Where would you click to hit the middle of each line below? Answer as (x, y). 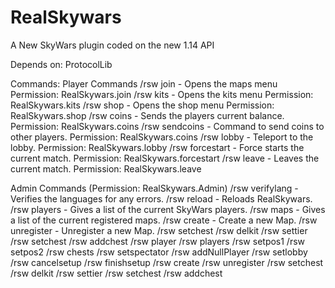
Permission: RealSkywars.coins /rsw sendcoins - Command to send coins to (167, 126)
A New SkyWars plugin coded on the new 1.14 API (112, 45)
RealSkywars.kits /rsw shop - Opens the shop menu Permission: (142, 105)
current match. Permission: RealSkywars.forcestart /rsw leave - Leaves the (165, 158)
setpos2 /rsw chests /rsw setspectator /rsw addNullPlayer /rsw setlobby (159, 252)
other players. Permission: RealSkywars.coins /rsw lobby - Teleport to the (162, 137)
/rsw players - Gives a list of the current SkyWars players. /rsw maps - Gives (168, 209)
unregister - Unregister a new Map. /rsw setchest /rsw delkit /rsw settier (159, 230)
